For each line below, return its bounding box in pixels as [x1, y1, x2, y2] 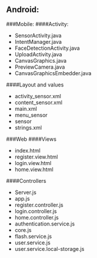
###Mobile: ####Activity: [6, 20, 69, 27]
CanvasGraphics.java [14, 57, 67, 64]
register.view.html [14, 153, 58, 160]
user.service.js [14, 239, 51, 246]
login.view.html [14, 159, 52, 166]
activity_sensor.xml [14, 92, 62, 99]
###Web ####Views [6, 136, 57, 143]
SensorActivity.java [14, 32, 62, 39]
